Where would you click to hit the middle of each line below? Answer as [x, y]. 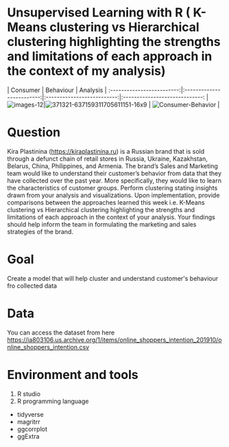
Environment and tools [73, 375]
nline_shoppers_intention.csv [48, 347]
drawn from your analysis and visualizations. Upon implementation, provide [113, 195]
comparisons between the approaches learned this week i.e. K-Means [106, 202]
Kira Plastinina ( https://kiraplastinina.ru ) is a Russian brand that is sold [106, 151]
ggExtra [28, 436]
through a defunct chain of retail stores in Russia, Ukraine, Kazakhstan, [107, 159]
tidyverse [30, 414]
